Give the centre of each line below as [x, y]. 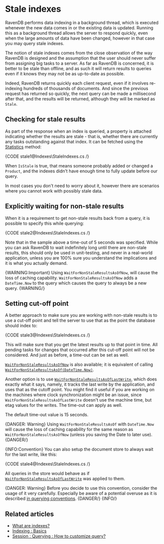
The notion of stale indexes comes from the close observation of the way [79, 53]
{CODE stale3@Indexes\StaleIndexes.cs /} [48, 335]
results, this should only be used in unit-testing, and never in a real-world [79, 253]
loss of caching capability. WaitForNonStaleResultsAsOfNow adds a [71, 278]
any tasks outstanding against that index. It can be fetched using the [74, 142]
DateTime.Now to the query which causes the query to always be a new [76, 283]
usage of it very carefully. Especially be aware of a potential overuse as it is [81, 494]
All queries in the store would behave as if [47, 473]
